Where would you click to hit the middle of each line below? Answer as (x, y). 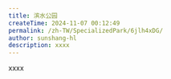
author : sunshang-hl (43, 38)
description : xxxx (39, 45)
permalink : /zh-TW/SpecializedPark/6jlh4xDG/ (85, 30)
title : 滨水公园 (33, 16)
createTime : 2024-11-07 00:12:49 (64, 23)
